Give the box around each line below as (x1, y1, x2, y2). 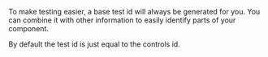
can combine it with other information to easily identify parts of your (8, 15, 236, 25)
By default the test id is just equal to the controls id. (8, 39, 180, 49)
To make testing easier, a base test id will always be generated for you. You (8, 7, 261, 16)
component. (8, 24, 49, 33)
